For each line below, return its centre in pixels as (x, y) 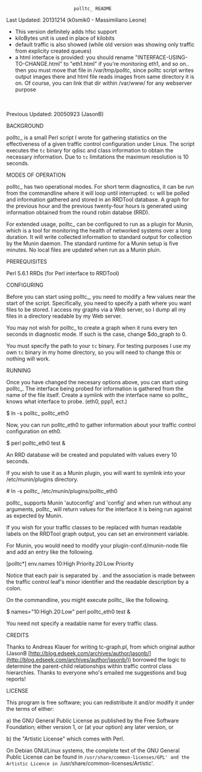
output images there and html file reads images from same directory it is (105, 77)
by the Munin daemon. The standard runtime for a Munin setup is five (93, 243)
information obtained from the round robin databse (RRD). (78, 212)
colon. (14, 588)
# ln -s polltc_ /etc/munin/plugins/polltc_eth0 (62, 491)
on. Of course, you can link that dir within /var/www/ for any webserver (103, 83)
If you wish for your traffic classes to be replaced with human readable (94, 527)
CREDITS (17, 635)
